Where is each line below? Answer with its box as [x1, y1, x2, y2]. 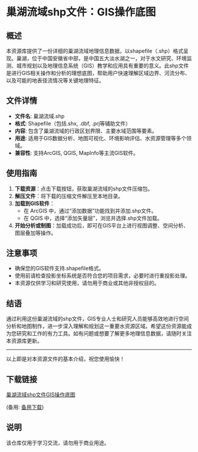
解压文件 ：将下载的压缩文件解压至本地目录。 [14, 192, 124, 199]
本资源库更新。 [6, 337, 42, 345]
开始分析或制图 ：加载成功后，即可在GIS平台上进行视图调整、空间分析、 [14, 222, 189, 229]
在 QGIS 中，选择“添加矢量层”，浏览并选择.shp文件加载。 [23, 215, 163, 222]
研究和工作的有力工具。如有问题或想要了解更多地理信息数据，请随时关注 [16, 330, 192, 337]
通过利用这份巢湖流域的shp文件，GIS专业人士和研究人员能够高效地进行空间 [6, 315, 189, 322]
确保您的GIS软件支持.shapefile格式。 [14, 265, 104, 272]
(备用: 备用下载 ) [6, 404, 44, 411]
